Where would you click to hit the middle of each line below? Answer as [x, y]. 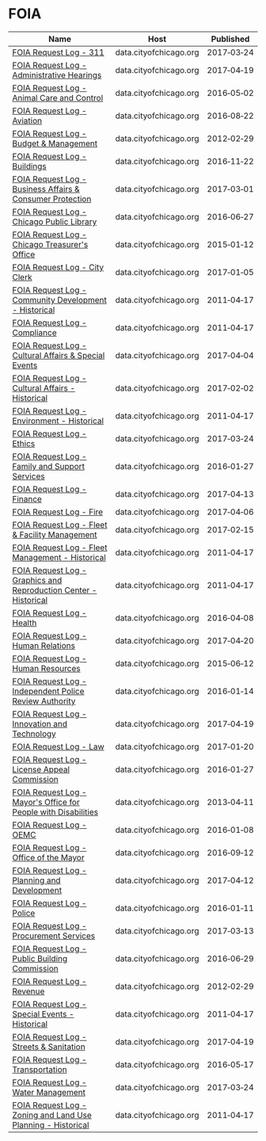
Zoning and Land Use [52, 1115]
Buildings [30, 166]
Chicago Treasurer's [50, 244]
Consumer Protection [52, 199]
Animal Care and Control [58, 97]
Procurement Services [54, 936]
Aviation [27, 120]
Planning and [36, 880]
